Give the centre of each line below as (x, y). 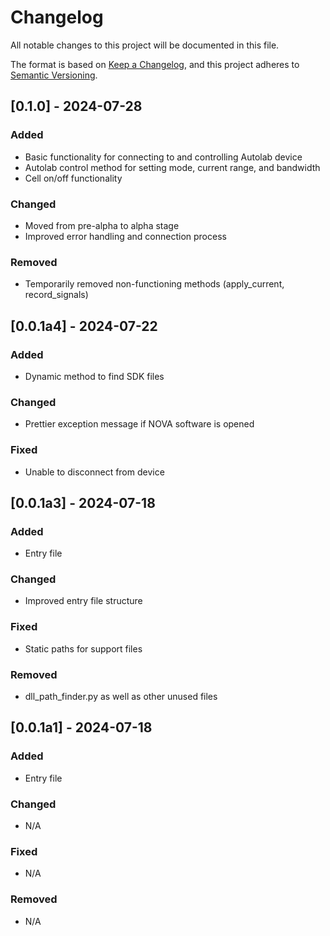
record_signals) (56, 295)
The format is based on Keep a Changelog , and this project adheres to (155, 64)
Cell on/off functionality (73, 178)
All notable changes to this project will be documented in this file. (145, 45)
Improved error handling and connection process (125, 236)
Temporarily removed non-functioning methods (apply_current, (154, 284)
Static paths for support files (83, 648)
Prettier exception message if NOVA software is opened (139, 424)
